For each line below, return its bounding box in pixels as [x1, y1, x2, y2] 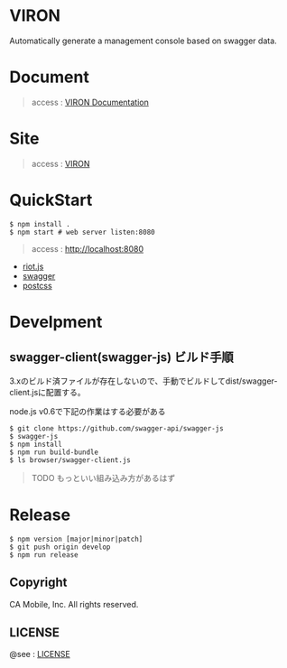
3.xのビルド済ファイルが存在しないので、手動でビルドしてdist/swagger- [9, 376, 278, 386]
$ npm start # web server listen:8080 [9, 227, 155, 237]
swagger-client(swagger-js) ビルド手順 [9, 349, 235, 366]
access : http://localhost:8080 [31, 243, 144, 254]
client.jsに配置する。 [9, 386, 86, 397]
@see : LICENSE [9, 649, 70, 660]
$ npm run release [9, 550, 79, 560]
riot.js [22, 261, 44, 272]
